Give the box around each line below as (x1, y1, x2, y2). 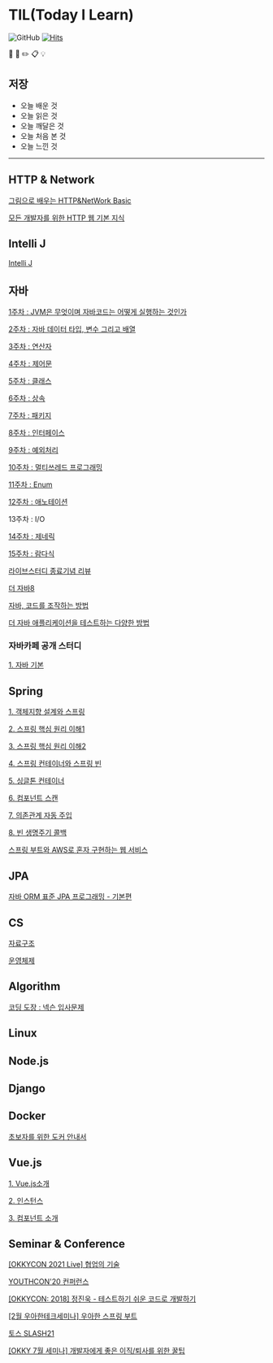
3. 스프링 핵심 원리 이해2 (8, 741, 87, 751)
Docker (8, 1109, 46, 1123)
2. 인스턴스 (8, 1196, 44, 1205)
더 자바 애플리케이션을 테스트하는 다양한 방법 (8, 618, 150, 627)
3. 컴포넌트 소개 (8, 1213, 58, 1222)
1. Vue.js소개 (8, 1179, 50, 1188)
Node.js (8, 1054, 50, 1068)
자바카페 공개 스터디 (8, 640, 82, 652)
